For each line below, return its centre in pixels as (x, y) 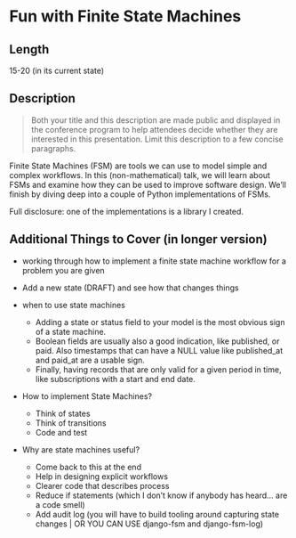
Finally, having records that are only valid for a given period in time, (158, 369)
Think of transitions (71, 423)
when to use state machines (74, 305)
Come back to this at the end (88, 467)
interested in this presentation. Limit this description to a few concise (157, 139)
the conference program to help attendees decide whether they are (154, 129)
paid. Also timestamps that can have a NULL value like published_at (159, 350)
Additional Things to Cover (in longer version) (139, 239)
